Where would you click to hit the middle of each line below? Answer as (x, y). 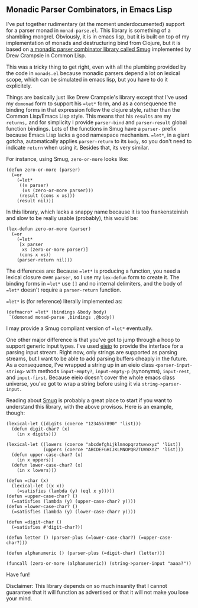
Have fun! (18, 574)
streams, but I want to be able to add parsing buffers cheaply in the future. (97, 358)
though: (16, 413)
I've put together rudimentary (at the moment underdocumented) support (95, 24)
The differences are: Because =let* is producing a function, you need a (93, 271)
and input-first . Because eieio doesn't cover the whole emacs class (91, 377)
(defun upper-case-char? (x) (47, 455)
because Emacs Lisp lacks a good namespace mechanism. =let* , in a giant (98, 135)
